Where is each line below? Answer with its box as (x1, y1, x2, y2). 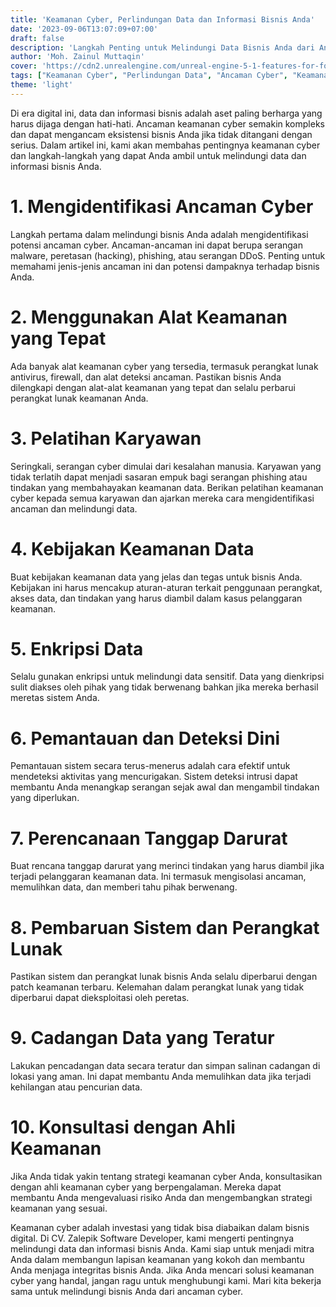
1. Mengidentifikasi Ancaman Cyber (10, 195, 314, 218)
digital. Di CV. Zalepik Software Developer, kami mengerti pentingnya (10, 1232, 295, 1245)
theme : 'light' (10, 80, 74, 90)
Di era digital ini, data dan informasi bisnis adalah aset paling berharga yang (10, 107, 323, 119)
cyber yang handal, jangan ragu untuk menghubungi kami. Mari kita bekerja (10, 1275, 322, 1287)
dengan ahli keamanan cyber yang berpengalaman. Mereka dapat (10, 1181, 282, 1193)
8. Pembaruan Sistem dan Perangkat (10, 916, 320, 939)
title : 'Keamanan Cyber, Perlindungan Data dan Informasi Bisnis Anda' (10, 14, 315, 25)
